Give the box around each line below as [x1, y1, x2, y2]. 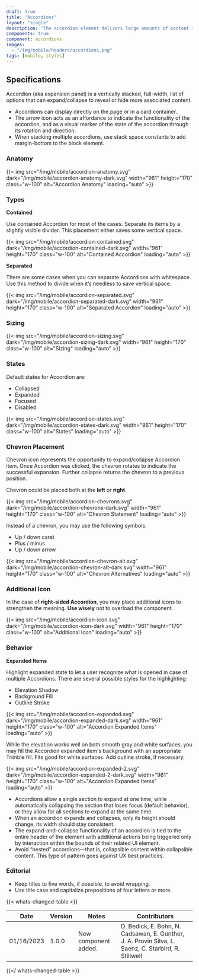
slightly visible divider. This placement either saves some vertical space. [6, 226, 182, 234]
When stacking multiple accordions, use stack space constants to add [14, 133, 187, 141]
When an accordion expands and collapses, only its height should [14, 814, 176, 821]
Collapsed [14, 385, 40, 392]
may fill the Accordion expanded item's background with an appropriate [6, 747, 181, 754]
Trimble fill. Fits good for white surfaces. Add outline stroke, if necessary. [6, 754, 185, 761]
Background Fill [14, 692, 53, 700]
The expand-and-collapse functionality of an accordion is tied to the [14, 826, 182, 834]
